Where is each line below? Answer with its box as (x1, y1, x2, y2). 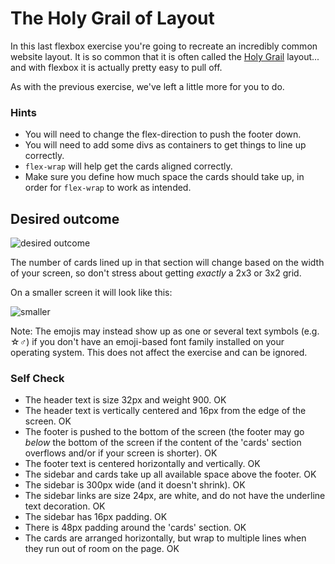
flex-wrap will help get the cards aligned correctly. (24, 160, 233, 172)
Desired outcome (10, 210, 120, 227)
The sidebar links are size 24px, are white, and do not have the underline (24, 490, 326, 502)
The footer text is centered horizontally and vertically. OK (24, 458, 261, 470)
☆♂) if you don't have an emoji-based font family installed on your (10, 336, 285, 348)
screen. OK (24, 415, 72, 427)
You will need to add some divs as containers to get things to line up (24, 139, 307, 151)
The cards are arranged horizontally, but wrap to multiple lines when (24, 532, 307, 544)
